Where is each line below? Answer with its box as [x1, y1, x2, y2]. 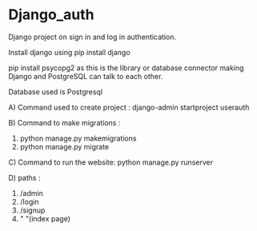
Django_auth [8, 6, 94, 24]
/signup [19, 205, 46, 215]
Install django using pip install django [8, 47, 131, 57]
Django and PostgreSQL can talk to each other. [8, 71, 163, 81]
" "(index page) [19, 213, 70, 223]
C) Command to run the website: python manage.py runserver [8, 157, 214, 167]
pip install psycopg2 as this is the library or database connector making [8, 62, 244, 73]
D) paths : [8, 173, 41, 182]
